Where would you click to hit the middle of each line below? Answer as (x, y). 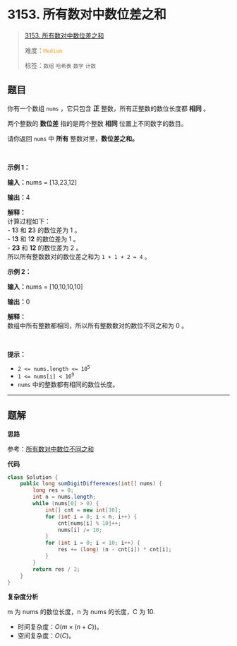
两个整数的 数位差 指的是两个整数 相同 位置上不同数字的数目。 (97, 123)
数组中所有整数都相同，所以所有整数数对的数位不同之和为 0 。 (98, 325)
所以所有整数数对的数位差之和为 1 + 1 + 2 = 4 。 (79, 256)
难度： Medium (43, 50)
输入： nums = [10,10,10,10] (45, 287)
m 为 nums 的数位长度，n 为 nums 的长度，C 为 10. (81, 612)
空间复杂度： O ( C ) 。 (46, 636)
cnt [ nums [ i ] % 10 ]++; (89, 523)
